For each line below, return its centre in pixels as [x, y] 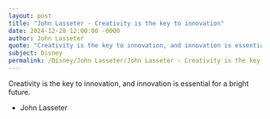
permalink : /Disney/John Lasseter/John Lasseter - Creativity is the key [135, 61]
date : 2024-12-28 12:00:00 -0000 [64, 31]
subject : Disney [35, 53]
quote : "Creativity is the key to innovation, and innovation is [120, 46]
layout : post [30, 16]
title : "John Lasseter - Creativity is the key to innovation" [117, 23]
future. [19, 92]
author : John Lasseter [46, 38]
